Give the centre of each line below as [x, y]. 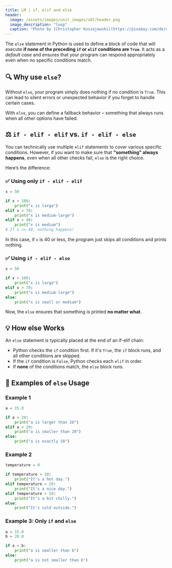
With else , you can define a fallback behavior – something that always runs [84, 113]
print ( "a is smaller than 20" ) [48, 432]
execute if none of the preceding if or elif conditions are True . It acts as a [85, 49]
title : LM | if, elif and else [39, 10]
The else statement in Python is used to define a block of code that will [80, 44]
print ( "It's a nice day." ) [43, 489]
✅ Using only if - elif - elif [44, 181]
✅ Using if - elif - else [38, 258]
